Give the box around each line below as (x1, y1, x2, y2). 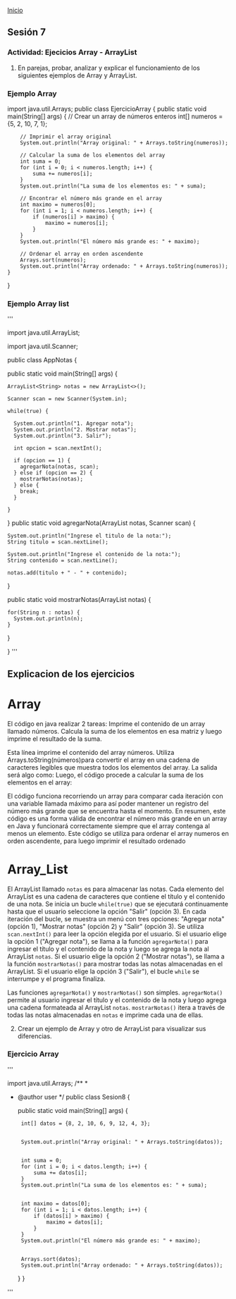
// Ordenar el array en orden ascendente (20, 250, 143, 257)
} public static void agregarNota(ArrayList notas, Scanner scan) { (7, 519, 196, 527)
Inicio (7, 6, 23, 14)
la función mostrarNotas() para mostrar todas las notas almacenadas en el (7, 959, 223, 968)
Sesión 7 (7, 26, 46, 38)
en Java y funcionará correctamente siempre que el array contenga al (7, 821, 210, 830)
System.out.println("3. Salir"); (13, 433, 112, 440)
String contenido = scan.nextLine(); (7, 557, 118, 565)
